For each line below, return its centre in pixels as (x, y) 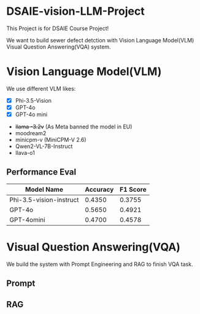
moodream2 (31, 133)
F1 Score (133, 189)
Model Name (44, 189)
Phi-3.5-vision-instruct (44, 200)
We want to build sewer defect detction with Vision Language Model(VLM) (100, 40)
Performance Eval (41, 172)
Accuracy (99, 189)
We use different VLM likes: (41, 88)
